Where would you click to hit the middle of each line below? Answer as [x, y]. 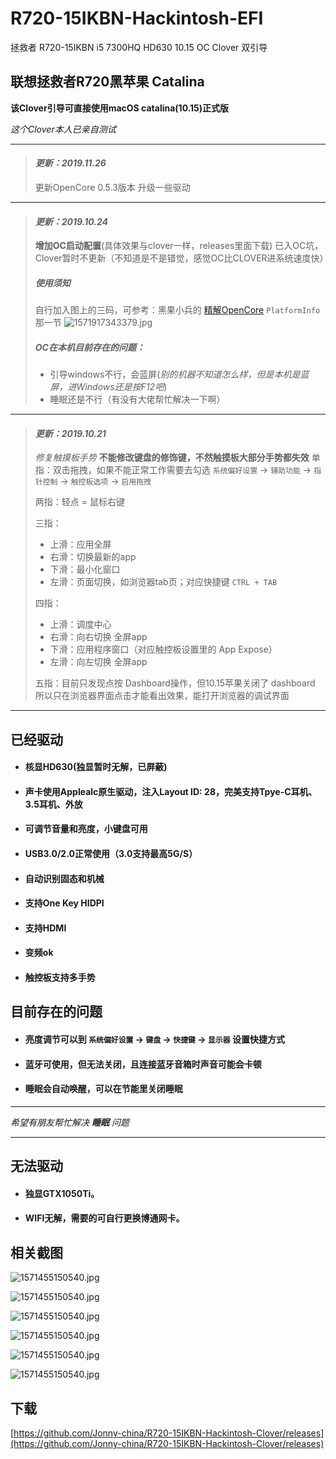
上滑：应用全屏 [80, 544]
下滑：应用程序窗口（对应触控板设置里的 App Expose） [163, 649]
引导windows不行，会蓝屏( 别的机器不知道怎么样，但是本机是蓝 [179, 374]
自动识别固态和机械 [64, 878]
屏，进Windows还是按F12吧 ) [108, 387]
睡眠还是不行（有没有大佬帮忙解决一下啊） [137, 399]
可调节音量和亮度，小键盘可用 [86, 829]
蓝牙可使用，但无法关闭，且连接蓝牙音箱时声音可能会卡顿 [143, 1064]
